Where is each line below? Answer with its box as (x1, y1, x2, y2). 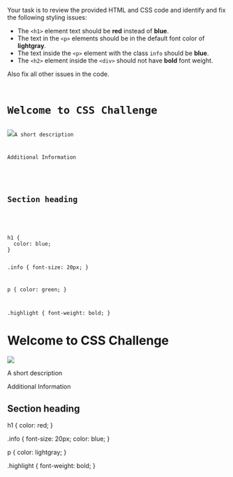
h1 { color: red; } (7, 421, 54, 430)
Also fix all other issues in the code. (7, 70, 110, 78)
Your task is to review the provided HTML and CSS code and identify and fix (7, 6, 226, 14)
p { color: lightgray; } (7, 448, 67, 457)
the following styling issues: (7, 13, 87, 22)
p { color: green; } (7, 286, 68, 293)
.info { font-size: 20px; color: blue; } (7, 435, 110, 443)
